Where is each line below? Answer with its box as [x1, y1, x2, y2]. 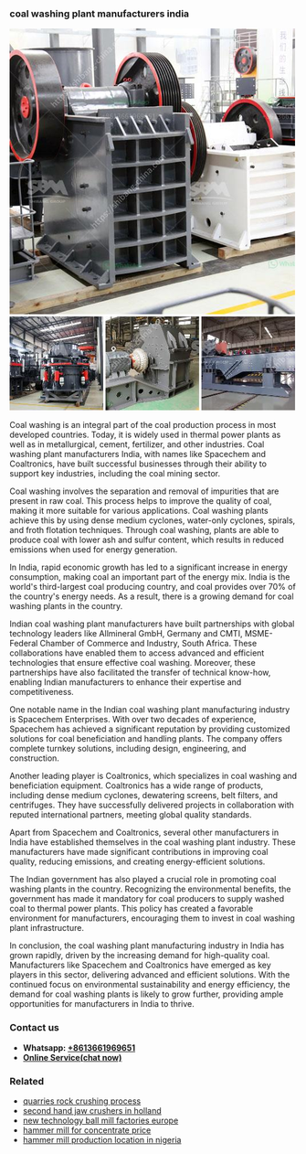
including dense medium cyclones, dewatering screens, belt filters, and [9, 790, 279, 801]
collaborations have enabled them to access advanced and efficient [9, 647, 265, 658]
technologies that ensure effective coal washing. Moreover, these [9, 657, 256, 668]
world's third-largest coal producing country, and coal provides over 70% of [9, 582, 297, 593]
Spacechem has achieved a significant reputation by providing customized [9, 723, 290, 734]
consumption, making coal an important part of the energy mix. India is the [9, 572, 290, 582]
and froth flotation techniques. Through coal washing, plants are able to [9, 525, 280, 536]
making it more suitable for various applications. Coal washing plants [9, 506, 269, 517]
